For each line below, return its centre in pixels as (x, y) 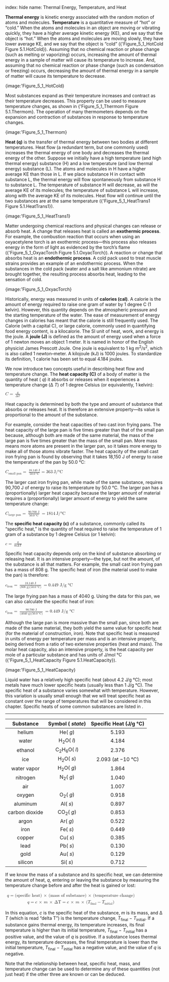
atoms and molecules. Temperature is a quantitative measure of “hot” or (80, 22)
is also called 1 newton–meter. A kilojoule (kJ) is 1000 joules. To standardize (83, 353)
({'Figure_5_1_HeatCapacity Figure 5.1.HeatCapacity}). (61, 660)
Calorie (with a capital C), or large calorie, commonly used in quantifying (80, 326)
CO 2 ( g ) (67, 812)
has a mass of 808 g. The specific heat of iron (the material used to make (81, 570)
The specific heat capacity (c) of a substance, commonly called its (75, 524)
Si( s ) (67, 862)
